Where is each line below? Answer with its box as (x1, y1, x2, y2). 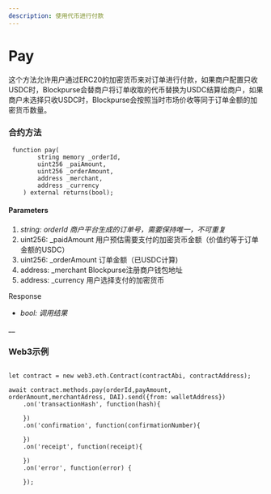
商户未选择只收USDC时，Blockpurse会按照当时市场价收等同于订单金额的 (8, 95, 251, 104)
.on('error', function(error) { (23, 464, 132, 472)
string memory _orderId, (37, 153, 121, 161)
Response (8, 292, 42, 301)
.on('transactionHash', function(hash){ (23, 400, 161, 409)
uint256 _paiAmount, (37, 160, 107, 168)
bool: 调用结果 (19, 309, 68, 318)
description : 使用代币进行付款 (8, 11, 104, 20)
